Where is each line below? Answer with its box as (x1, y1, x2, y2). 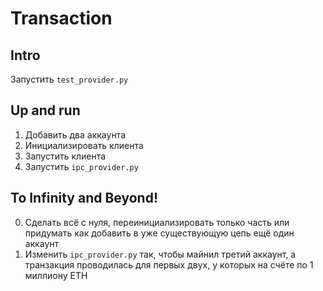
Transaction (10, 7, 113, 30)
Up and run (10, 102, 81, 119)
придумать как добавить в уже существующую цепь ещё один (24, 227, 295, 239)
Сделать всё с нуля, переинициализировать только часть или (24, 216, 290, 228)
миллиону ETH (24, 269, 88, 281)
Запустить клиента (24, 150, 107, 162)
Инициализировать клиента (24, 139, 144, 151)
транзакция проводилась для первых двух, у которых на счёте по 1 (24, 258, 314, 271)
